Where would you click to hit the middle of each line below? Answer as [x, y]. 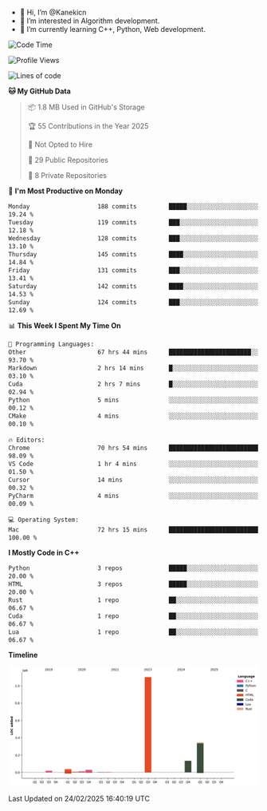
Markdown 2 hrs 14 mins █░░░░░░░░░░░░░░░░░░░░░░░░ [133, 368]
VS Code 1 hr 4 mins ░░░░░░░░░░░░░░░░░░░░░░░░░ [133, 464]
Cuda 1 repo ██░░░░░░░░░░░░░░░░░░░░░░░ [133, 616]
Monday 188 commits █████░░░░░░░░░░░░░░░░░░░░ [133, 207]
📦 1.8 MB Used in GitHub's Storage [86, 107]
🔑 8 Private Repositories [67, 175]
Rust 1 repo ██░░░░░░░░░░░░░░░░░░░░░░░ [133, 600]
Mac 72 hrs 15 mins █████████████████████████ [133, 530]
